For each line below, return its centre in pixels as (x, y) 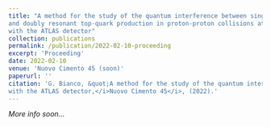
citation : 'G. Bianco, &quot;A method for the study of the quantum (126, 83)
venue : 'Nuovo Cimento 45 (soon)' (67, 69)
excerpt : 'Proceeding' (46, 53)
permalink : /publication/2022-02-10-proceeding (90, 46)
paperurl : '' (30, 76)
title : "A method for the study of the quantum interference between (128, 16)
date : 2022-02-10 (38, 61)
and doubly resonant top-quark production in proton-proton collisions (131, 23)
